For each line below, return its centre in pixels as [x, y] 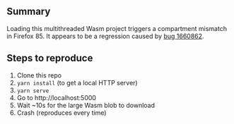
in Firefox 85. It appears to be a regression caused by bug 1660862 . [105, 36]
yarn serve [33, 91]
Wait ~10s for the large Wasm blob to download [86, 105]
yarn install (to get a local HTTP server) [77, 82]
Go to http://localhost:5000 [57, 97]
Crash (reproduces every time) [62, 113]
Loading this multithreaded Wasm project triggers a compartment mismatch [117, 28]
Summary [29, 12]
